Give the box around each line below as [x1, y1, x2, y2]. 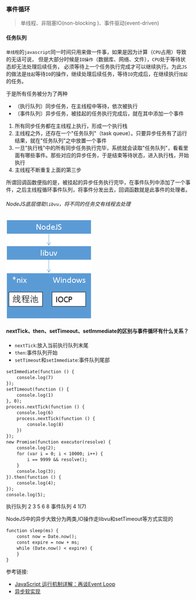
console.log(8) [27, 421, 64, 427]
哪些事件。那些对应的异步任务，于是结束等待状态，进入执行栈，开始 [25, 151, 189, 159]
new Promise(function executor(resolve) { [6, 439, 111, 445]
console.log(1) [16, 392, 54, 398]
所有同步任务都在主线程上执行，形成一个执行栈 [14, 122, 128, 129]
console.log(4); [16, 480, 57, 486]
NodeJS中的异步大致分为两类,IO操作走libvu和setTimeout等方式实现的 [6, 515, 174, 522]
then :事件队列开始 [14, 349, 58, 356]
